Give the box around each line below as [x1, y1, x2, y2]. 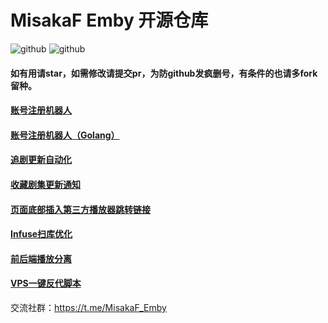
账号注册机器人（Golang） [10, 129, 120, 141]
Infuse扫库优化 [10, 228, 73, 240]
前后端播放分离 [10, 252, 72, 265]
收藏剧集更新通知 [10, 178, 81, 190]
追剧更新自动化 [10, 154, 72, 166]
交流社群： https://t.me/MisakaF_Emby [10, 301, 167, 313]
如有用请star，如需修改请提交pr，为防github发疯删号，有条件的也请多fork [10, 67, 318, 79]
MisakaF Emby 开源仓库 [10, 9, 209, 32]
